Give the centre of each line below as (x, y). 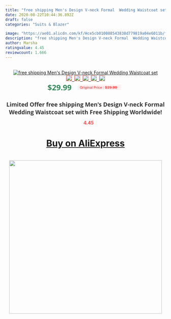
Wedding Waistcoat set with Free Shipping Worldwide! (85, 112)
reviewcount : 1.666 (26, 52)
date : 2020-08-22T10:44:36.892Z (39, 15)
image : (12, 34)
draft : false (19, 19)
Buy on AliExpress (85, 143)
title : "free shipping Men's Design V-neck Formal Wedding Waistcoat (82, 10)
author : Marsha (21, 43)
